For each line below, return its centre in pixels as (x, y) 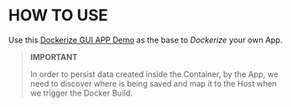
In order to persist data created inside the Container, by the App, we (154, 74)
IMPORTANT (54, 57)
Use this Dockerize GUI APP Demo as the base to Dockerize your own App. (145, 40)
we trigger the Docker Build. (82, 93)
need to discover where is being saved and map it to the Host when (153, 83)
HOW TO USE (58, 15)
